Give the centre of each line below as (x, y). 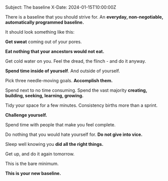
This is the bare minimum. (32, 163)
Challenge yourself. (26, 115)
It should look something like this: (40, 32)
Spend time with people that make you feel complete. (60, 125)
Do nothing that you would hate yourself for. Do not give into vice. (74, 134)
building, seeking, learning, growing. (45, 96)
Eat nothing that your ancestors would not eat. (55, 51)
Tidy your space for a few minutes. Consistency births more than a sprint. (81, 105)
